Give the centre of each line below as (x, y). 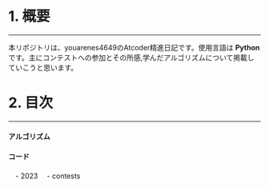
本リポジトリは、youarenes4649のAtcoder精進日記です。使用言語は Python (134, 47)
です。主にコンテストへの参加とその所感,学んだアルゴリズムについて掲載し (131, 58)
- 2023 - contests (48, 176)
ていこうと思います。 (43, 67)
